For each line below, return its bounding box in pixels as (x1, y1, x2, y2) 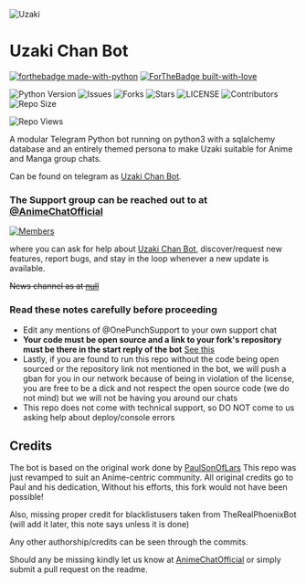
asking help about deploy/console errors (22, 411, 175, 422)
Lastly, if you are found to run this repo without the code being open (22, 353, 280, 365)
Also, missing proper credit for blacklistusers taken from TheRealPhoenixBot (9, 509, 297, 520)
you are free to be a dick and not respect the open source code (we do (22, 382, 290, 393)
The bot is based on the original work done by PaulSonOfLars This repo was (9, 462, 297, 473)
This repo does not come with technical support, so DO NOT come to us (22, 402, 295, 413)
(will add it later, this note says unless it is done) (9, 519, 190, 530)
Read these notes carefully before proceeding (9, 303, 217, 316)
